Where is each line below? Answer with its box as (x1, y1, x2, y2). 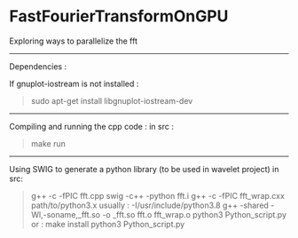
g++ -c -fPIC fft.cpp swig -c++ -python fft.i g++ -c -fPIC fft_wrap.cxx (30, 190, 286, 201)
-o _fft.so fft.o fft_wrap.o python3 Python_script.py (101, 209, 286, 219)
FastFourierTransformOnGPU (9, 6, 229, 27)
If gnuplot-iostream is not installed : (9, 78, 139, 89)
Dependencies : (9, 60, 67, 72)
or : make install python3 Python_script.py (30, 218, 185, 229)
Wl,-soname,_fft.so (30, 209, 100, 219)
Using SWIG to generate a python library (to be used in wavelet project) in (9, 163, 279, 174)
